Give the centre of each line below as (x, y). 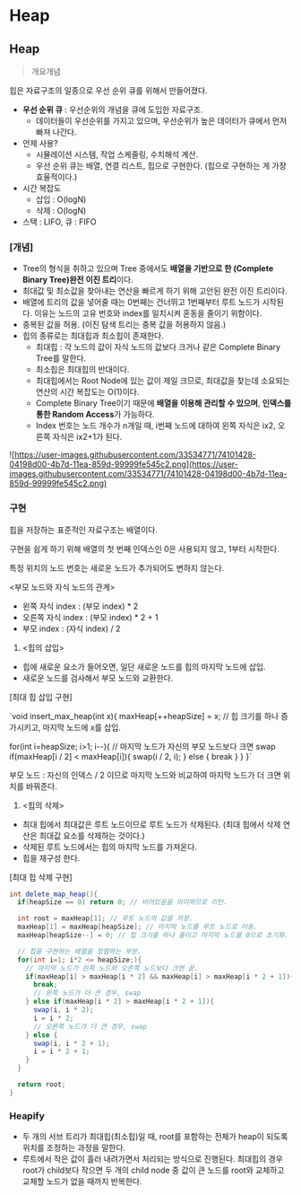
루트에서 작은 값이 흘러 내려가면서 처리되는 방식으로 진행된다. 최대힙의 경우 (153, 1159)
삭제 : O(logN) (61, 211)
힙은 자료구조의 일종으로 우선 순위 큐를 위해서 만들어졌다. (108, 90)
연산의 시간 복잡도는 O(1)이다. (87, 392)
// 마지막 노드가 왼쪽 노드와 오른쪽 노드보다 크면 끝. (112, 968)
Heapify (27, 1116)
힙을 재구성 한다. (51, 857)
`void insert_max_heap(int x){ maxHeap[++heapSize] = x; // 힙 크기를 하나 (144, 716)
